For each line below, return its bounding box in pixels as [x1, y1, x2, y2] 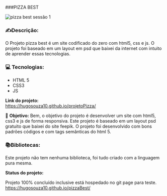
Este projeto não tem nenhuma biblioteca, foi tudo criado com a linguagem [5, 154, 160, 160]
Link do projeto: [5, 97, 39, 104]
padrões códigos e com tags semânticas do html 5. [5, 128, 112, 135]
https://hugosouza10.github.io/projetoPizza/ [5, 103, 97, 109]
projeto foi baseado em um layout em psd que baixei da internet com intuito [5, 45, 162, 52]
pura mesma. [5, 160, 33, 166]
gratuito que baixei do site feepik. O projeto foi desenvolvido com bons [5, 123, 152, 129]
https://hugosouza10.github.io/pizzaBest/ [5, 184, 91, 190]
